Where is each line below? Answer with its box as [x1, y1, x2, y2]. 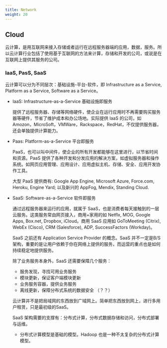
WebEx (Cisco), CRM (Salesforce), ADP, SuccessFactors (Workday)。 [12, 224, 155, 230]
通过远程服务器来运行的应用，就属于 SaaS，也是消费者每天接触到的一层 [12, 205, 160, 211]
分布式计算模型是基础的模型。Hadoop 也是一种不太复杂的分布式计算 [19, 331, 160, 337]
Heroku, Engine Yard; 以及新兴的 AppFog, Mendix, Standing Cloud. [12, 184, 149, 190]
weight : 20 [5, 12, 28, 17]
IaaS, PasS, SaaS [5, 69, 47, 76]
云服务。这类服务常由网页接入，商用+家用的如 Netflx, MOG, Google [12, 211, 151, 217]
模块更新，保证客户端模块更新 [19, 275, 81, 281]
